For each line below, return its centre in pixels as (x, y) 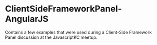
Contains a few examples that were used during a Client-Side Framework (78, 32)
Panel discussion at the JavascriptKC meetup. (51, 37)
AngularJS (27, 19)
